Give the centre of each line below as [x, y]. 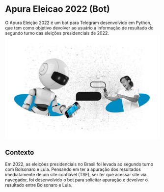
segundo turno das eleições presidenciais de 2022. [57, 33]
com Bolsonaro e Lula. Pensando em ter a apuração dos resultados [73, 169]
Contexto [20, 152]
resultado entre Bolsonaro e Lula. [39, 185]
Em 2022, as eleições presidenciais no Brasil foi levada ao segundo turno [79, 164]
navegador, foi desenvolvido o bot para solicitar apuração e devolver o [77, 180]
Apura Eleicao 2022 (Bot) [58, 9]
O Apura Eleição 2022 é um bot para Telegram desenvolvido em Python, [78, 23]
